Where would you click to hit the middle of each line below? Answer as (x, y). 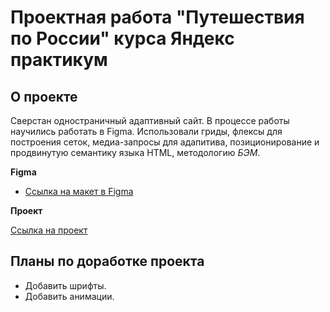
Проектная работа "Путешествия (157, 17)
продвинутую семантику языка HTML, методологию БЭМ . (135, 152)
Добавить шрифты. (65, 285)
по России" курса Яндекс (122, 38)
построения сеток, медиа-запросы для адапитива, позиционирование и (165, 142)
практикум (59, 60)
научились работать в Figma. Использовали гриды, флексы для (146, 131)
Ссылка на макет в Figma (79, 191)
